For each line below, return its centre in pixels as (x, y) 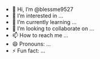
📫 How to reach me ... (40, 35)
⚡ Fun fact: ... (28, 51)
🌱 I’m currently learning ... (44, 22)
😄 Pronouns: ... (32, 44)
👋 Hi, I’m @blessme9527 (43, 9)
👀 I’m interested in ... (38, 16)
